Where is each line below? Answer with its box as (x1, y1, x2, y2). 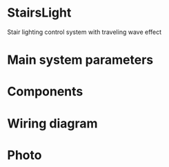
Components (7, 84, 83, 100)
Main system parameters (7, 52, 154, 68)
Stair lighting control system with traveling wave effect (7, 28, 162, 36)
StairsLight (7, 5, 72, 21)
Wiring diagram (7, 116, 98, 131)
